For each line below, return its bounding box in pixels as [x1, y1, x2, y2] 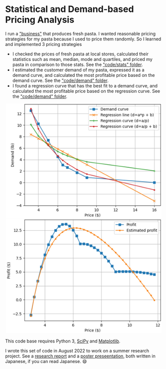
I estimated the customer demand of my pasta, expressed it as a [12, 66, 145, 73]
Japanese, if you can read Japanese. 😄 [5, 359, 87, 365]
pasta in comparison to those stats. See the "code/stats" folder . [12, 61, 143, 67]
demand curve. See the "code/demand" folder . [12, 77, 109, 83]
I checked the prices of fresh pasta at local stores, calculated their [12, 51, 149, 57]
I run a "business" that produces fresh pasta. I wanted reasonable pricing [5, 30, 156, 36]
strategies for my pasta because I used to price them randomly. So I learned [5, 36, 162, 42]
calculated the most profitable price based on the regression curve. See [12, 88, 161, 94]
